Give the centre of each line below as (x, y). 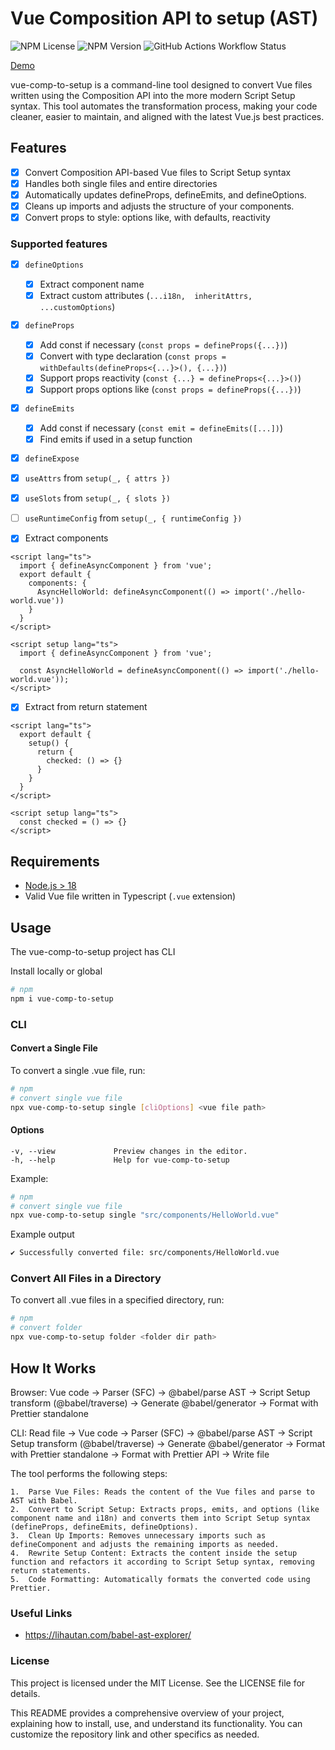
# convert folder (46, 1328)
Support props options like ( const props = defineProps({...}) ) (170, 389)
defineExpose (52, 458)
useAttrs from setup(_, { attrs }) (97, 478)
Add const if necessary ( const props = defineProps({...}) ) (163, 345)
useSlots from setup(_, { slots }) (97, 498)
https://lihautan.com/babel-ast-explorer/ (108, 1635)
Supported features (59, 244)
